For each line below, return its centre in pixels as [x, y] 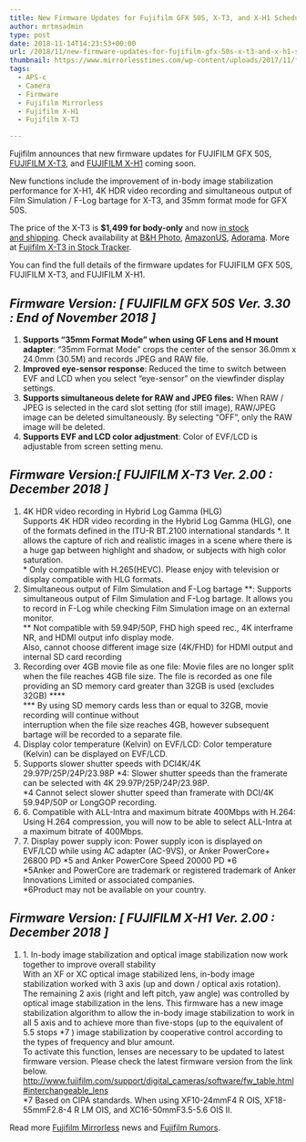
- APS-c [32, 78]
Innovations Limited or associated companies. [109, 880]
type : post [30, 35]
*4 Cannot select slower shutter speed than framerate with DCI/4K [148, 792]
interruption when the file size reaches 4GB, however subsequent [146, 724]
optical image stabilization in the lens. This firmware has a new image [153, 1003]
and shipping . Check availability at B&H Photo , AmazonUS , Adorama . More [149, 237]
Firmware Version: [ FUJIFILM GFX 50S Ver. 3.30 [150, 304]
